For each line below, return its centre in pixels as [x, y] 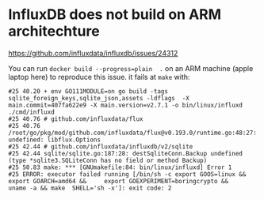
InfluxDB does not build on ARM [115, 15]
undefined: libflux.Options [55, 140]
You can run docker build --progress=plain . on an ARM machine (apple [131, 68]
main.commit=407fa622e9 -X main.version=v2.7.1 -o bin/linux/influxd [126, 105]
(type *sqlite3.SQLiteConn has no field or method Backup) [108, 160]
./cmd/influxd [32, 112]
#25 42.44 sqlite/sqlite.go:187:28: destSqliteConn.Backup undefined [126, 153]
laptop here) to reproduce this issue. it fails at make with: [99, 77]
